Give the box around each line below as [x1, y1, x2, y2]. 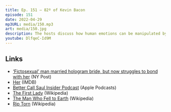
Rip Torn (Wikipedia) [12, 100, 56, 107]
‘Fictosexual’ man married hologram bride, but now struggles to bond [12, 68, 158, 74]
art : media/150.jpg [5, 26, 47, 32]
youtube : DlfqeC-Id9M [5, 36, 51, 41]
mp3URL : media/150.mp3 [5, 21, 53, 27]
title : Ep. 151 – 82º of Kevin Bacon [5, 7, 85, 13]
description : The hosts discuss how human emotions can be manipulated [5, 31, 160, 36]
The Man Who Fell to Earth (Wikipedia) [12, 95, 94, 101]
